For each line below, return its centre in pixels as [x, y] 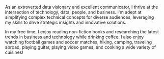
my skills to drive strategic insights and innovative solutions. [66, 22]
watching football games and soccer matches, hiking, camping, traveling [79, 42]
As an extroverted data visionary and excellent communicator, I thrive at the [82, 7]
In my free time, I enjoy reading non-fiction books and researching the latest [82, 32]
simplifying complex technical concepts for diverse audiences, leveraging [80, 17]
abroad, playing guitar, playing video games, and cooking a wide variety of [81, 47]
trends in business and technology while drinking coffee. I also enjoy [74, 37]
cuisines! [14, 52]
